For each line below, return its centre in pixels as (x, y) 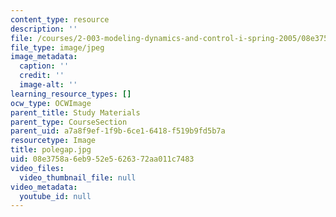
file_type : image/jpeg (57, 47)
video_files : (37, 168)
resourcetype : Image (53, 141)
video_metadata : (44, 187)
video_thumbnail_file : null (78, 177)
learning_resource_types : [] (71, 94)
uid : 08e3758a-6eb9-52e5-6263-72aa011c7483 (102, 159)
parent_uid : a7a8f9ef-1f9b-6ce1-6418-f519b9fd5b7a (118, 131)
